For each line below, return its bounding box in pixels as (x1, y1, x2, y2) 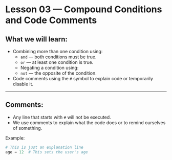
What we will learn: (5, 35, 68, 43)
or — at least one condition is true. (20, 59, 94, 65)
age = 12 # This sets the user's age (5, 149, 88, 154)
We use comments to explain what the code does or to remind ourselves (12, 119, 166, 126)
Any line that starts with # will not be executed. (12, 114, 111, 120)
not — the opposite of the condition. (20, 70, 97, 76)
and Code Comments (5, 14, 97, 26)
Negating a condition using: (20, 65, 79, 71)
